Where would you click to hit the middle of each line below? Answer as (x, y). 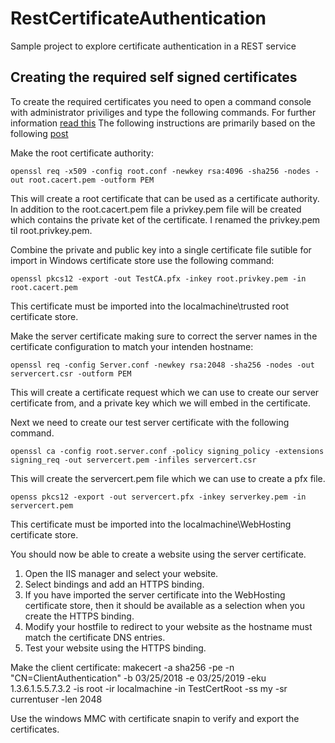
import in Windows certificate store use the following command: (142, 260)
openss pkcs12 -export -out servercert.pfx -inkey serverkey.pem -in (158, 497)
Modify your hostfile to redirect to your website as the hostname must (168, 626)
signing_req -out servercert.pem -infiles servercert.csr (133, 460)
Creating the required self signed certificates (154, 77)
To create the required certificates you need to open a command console (161, 101)
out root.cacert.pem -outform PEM (82, 180)
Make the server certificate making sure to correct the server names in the (164, 336)
